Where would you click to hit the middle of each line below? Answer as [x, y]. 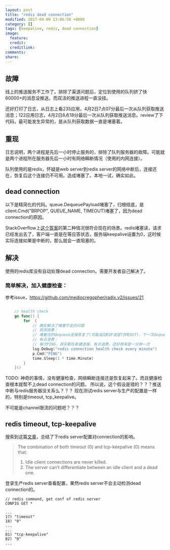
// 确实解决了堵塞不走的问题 [58, 326]
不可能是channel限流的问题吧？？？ [42, 408]
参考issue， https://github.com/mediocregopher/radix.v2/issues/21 [74, 297]
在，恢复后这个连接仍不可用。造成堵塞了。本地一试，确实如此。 [72, 175]
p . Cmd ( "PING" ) [47, 354]
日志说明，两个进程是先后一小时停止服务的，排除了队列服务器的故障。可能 [83, 152]
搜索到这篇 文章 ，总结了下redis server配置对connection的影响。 [72, 437]
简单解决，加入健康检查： [36, 285]
